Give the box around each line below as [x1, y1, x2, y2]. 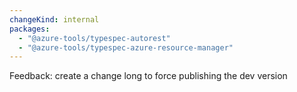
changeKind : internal [9, 14, 100, 25]
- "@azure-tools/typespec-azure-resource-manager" [18, 42, 234, 53]
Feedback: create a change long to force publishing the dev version [9, 70, 288, 82]
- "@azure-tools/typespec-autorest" [18, 33, 171, 43]
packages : [9, 24, 51, 34]
